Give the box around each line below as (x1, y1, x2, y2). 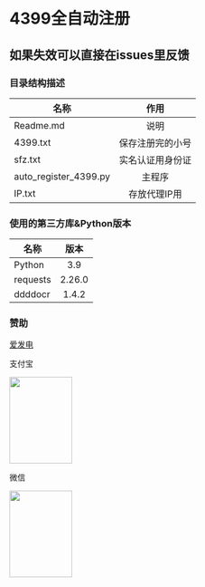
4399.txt (14, 136, 51, 149)
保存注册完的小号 (118, 137, 192, 149)
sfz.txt (14, 153, 42, 166)
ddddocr (14, 288, 51, 301)
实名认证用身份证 (118, 153, 192, 166)
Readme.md (14, 119, 65, 131)
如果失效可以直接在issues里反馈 (9, 47, 190, 63)
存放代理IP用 (127, 188, 182, 200)
